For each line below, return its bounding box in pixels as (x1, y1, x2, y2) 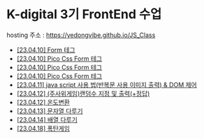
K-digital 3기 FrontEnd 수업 (6, 6, 162, 22)
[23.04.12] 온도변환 (16, 98, 71, 106)
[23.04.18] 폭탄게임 (16, 124, 71, 133)
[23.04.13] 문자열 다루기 (16, 106, 83, 115)
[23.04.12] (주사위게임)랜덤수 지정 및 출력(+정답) (16, 89, 150, 98)
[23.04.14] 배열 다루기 (16, 115, 78, 124)
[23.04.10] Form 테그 (16, 45, 75, 54)
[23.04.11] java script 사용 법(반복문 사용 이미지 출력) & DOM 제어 (16, 80, 197, 89)
